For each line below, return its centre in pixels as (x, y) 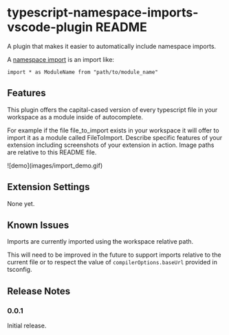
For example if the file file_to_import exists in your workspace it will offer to (113, 130)
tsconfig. (20, 270)
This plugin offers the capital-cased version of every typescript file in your (112, 109)
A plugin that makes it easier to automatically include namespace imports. (112, 46)
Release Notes (39, 291)
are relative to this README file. (52, 152)
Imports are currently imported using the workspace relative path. (100, 242)
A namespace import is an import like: (61, 59)
